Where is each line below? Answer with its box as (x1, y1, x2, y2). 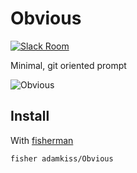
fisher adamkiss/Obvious (10, 153, 114, 164)
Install (10, 108, 50, 125)
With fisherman (10, 134, 74, 146)
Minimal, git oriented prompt (10, 59, 127, 71)
